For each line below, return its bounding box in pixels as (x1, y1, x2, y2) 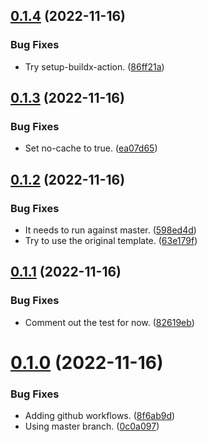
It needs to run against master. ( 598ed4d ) (24, 224, 197, 236)
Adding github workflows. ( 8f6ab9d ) (24, 410, 176, 422)
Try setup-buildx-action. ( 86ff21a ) (24, 60, 165, 73)
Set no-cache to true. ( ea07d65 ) (24, 142, 158, 154)
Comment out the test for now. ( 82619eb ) (24, 316, 195, 328)
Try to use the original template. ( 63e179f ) (24, 235, 198, 247)
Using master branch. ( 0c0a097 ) (24, 420, 160, 433)
